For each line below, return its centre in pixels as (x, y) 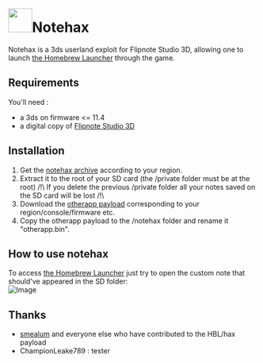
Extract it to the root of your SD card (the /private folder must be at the (135, 178)
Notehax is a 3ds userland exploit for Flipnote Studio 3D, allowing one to (126, 49)
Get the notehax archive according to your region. (101, 170)
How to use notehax (59, 254)
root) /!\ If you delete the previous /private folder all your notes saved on (137, 187)
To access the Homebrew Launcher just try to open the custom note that (127, 273)
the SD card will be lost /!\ (62, 195)
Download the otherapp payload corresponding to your (110, 203)
